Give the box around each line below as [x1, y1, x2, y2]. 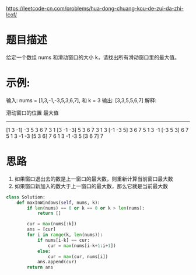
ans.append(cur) [37, 259, 77, 265]
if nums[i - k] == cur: [37, 237, 90, 243]
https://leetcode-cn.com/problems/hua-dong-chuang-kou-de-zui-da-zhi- [6, 5, 184, 12]
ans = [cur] [27, 227, 57, 232]
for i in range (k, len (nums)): [27, 232, 103, 238]
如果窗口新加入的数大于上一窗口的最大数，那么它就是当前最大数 [14, 182, 168, 189]
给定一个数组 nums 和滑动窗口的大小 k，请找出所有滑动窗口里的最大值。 [6, 54, 180, 61]
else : [37, 248, 51, 254]
